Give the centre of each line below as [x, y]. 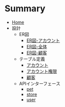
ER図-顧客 [37, 53]
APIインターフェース [40, 83]
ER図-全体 [37, 46]
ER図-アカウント [43, 40]
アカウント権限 [42, 71]
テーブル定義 [32, 59]
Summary [25, 9]
